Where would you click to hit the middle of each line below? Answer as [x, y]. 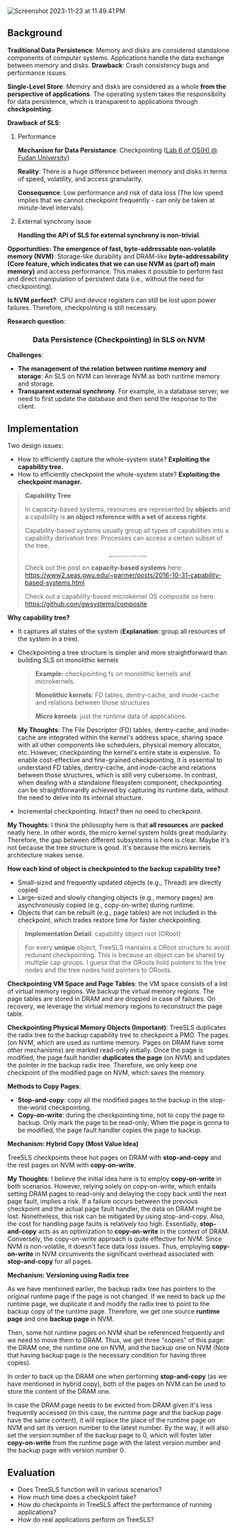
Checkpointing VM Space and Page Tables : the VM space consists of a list [118, 984]
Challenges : [25, 355]
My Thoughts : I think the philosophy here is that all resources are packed [116, 825]
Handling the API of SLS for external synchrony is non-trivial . [109, 235]
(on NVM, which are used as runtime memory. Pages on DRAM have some [116, 1043]
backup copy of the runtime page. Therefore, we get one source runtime [114, 1312]
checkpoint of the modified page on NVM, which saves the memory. [107, 1073]
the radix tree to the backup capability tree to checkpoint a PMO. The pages [118, 1035]
